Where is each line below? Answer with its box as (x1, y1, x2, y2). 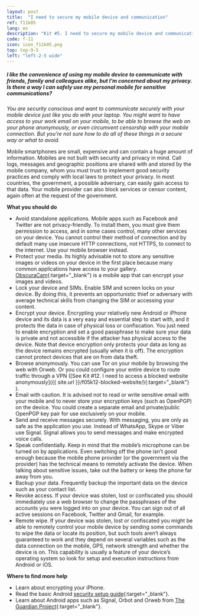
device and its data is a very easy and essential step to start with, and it (15, 315, 190, 323)
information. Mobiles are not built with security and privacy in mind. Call (6, 154, 182, 161)
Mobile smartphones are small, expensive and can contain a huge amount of (6, 147, 193, 155)
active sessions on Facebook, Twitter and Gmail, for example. (15, 511, 165, 518)
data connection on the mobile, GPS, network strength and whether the (15, 542, 189, 549)
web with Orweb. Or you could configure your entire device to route (15, 365, 181, 373)
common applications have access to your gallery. (15, 265, 138, 272)
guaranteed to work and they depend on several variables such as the (15, 535, 186, 543)
